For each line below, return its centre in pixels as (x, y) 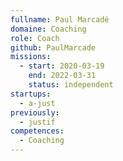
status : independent (71, 85)
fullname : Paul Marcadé (60, 19)
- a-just (37, 103)
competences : (37, 131)
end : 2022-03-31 (62, 76)
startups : (31, 94)
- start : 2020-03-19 (62, 66)
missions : (31, 57)
